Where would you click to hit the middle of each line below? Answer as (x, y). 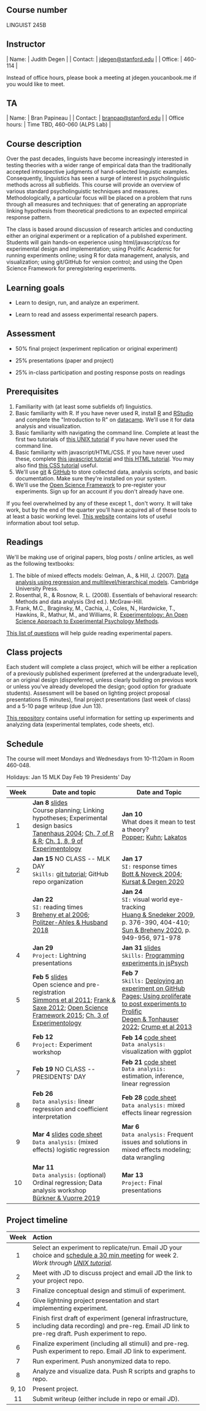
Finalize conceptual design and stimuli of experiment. (109, 1291)
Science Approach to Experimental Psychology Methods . (87, 621)
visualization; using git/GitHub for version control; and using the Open (94, 262)
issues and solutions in (154, 1142)
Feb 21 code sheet (149, 1062)
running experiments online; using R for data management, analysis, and (98, 256)
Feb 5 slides (50, 977)
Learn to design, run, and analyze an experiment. (77, 303)
